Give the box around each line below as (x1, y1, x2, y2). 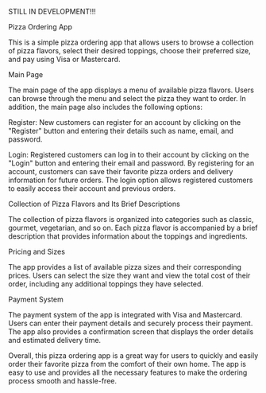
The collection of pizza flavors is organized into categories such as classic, (8, 215, 254, 224)
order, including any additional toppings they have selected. (8, 279, 204, 289)
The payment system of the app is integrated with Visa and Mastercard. (8, 310, 243, 319)
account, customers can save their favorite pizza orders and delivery (8, 167, 233, 176)
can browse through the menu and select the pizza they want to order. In (8, 94, 246, 103)
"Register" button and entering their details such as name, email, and (8, 126, 234, 135)
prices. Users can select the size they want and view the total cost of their (8, 270, 251, 280)
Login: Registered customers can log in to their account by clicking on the (8, 150, 249, 159)
